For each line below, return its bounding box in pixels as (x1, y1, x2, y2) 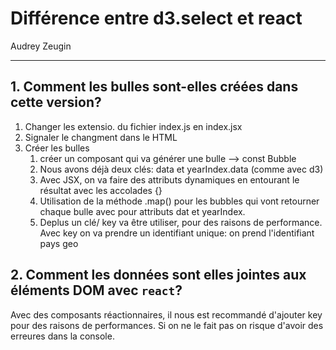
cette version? (10, 94, 102, 111)
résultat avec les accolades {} (39, 184, 163, 196)
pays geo (39, 237, 79, 249)
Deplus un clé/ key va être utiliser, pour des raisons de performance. (39, 216, 323, 228)
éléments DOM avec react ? (10, 282, 183, 299)
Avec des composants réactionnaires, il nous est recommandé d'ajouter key (10, 308, 323, 321)
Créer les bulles (24, 142, 90, 154)
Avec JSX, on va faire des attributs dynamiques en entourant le (39, 173, 300, 186)
